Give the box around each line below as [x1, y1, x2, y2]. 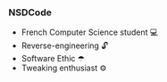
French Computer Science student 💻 [21, 27, 158, 37]
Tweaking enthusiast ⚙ [21, 62, 107, 73]
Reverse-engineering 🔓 [21, 40, 109, 51]
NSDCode [8, 6, 53, 19]
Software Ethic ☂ [21, 53, 86, 64]
